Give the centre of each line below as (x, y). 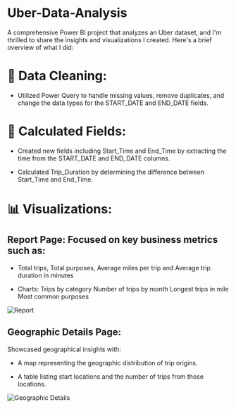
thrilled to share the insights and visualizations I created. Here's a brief (110, 39)
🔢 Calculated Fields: (67, 131)
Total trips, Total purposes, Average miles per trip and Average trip (114, 268)
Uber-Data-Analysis (67, 13)
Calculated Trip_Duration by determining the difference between (111, 172)
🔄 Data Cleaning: (57, 76)
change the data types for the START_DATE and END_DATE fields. (113, 103)
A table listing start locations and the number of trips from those (111, 376)
